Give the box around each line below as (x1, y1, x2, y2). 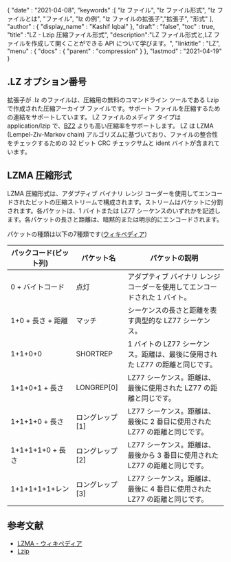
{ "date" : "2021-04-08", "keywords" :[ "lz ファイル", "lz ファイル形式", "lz (7, 6, 216, 14)
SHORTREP (76, 349, 113, 358)
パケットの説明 (150, 253, 199, 262)
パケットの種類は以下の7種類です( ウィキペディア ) (7, 230, 148, 238)
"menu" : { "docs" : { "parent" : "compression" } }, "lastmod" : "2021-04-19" (7, 47, 222, 55)
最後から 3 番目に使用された (127, 450, 219, 460)
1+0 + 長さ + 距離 (10, 316, 69, 325)
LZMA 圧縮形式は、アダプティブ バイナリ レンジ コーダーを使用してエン (7, 189, 211, 197)
